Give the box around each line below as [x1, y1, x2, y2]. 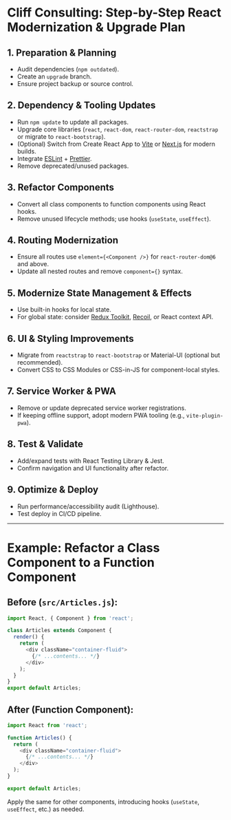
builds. [16, 147, 36, 155]
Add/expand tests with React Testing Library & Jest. [16, 456, 165, 465]
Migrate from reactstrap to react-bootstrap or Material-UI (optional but [16, 351, 221, 359]
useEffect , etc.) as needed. [7, 805, 85, 813]
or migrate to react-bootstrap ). [16, 132, 106, 140]
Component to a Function [7, 554, 155, 570]
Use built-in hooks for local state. [16, 305, 111, 314]
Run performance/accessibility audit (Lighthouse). [16, 502, 159, 510]
